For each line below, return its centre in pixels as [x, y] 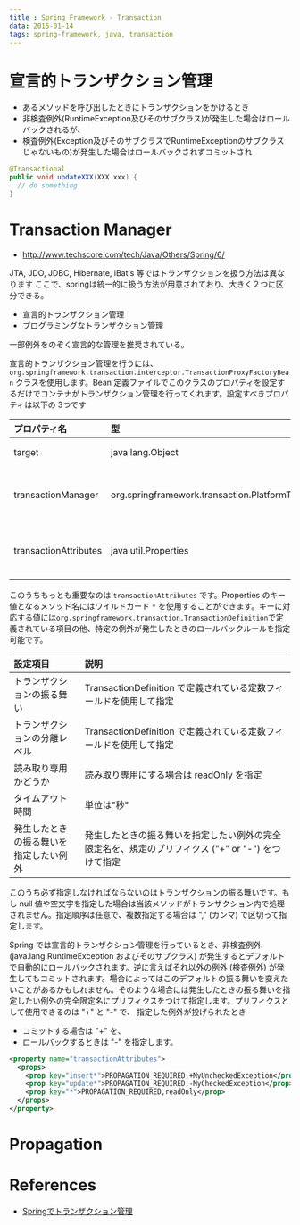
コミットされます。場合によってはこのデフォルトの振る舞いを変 [157, 978]
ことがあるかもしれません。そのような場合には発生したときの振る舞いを [150, 989]
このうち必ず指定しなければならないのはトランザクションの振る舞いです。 [146, 892]
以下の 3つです [59, 404]
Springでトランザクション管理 [78, 1211]
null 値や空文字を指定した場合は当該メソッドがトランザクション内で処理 [152, 904]
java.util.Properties [150, 550]
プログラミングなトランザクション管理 [92, 325]
